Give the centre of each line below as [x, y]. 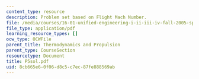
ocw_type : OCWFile [29, 39]
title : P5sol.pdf [28, 61]
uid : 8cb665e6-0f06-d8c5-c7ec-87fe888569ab [61, 67]
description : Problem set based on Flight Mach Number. [76, 17]
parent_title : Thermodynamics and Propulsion [63, 45]
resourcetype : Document [36, 56]
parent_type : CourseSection [41, 50]
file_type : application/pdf [41, 28]
